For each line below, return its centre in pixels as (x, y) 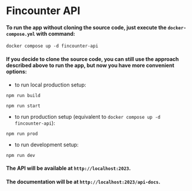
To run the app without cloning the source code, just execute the (86, 27)
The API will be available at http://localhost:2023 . (68, 168)
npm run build (23, 95)
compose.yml (21, 34)
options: (17, 71)
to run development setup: (47, 145)
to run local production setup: (50, 85)
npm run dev (21, 155)
